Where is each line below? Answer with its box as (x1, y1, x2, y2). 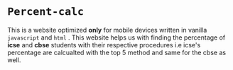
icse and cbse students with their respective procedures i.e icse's (7, 40, 201, 49)
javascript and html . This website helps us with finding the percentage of (7, 33, 226, 42)
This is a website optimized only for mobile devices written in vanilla (7, 25, 207, 34)
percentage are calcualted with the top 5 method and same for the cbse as (7, 48, 226, 57)
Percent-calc (7, 5, 84, 18)
